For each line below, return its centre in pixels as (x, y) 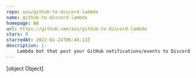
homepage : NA (23, 23)
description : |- (27, 46)
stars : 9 (17, 34)
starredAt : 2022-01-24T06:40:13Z (48, 40)
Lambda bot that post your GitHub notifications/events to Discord (103, 51)
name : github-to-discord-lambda (47, 18)
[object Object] (25, 68)
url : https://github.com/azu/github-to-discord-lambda (77, 29)
